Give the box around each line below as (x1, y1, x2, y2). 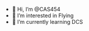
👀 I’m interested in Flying (12, 12, 74, 19)
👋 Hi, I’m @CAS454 (12, 6, 61, 13)
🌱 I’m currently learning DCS (12, 18, 84, 25)
